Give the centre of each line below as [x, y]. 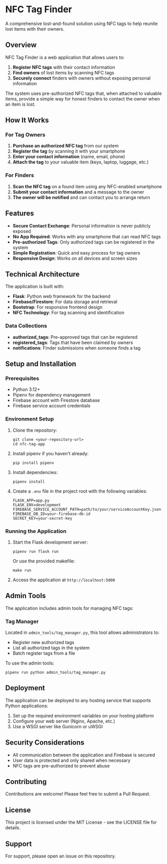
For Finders [20, 176]
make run [22, 570]
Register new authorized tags [44, 643]
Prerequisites [22, 378]
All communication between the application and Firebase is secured [84, 755]
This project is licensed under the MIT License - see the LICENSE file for [81, 822]
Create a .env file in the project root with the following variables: [80, 491]
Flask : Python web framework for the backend [61, 297]
